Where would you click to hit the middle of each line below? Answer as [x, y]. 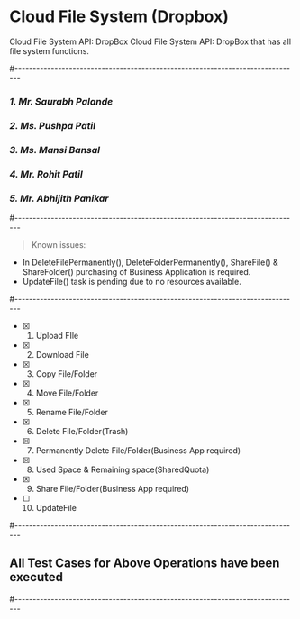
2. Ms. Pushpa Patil [53, 125]
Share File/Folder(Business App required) [113, 488]
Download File [63, 354]
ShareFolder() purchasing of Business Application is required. [136, 271]
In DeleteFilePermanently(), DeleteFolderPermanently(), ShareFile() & [150, 262]
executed [36, 577]
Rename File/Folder [72, 412]
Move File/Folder [67, 393]
